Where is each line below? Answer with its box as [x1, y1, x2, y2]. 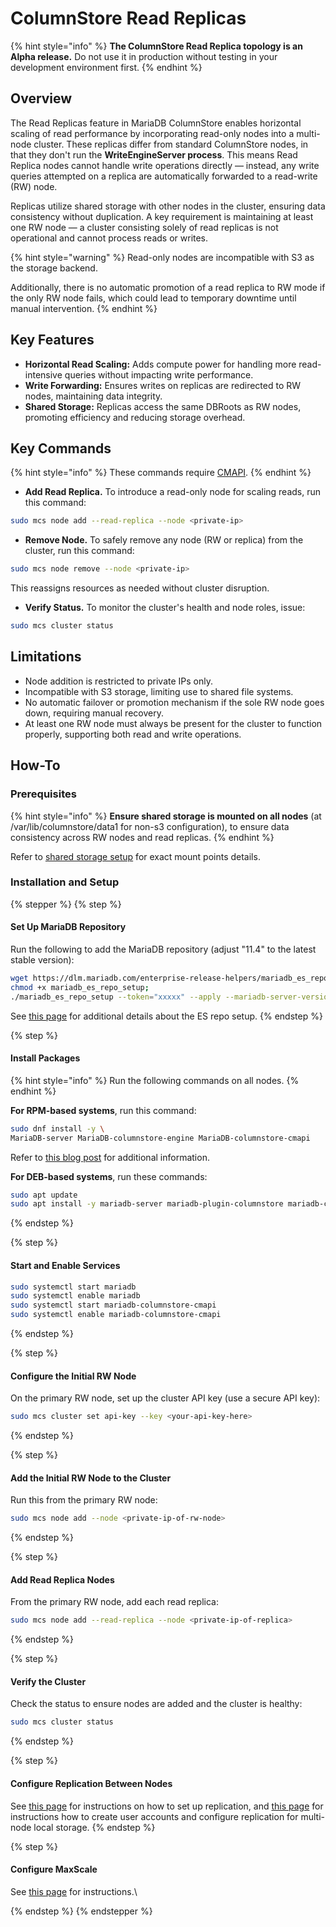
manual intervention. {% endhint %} [10, 302, 158, 314]
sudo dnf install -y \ [10, 1123, 105, 1134]
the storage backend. [10, 262, 98, 274]
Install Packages [10, 1052, 81, 1064]
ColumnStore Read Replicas [10, 7, 247, 30]
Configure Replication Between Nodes [10, 1777, 173, 1789]
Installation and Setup [10, 875, 120, 889]
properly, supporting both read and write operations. [24, 728, 242, 740]
